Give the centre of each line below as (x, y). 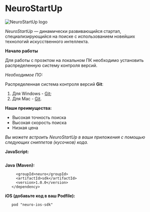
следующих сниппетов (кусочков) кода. (47, 142)
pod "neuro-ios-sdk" (32, 204)
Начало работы (22, 51)
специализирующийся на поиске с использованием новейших (70, 36)
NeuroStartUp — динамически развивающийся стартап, (63, 31)
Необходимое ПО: (24, 75)
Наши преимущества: (28, 108)
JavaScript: (17, 151)
